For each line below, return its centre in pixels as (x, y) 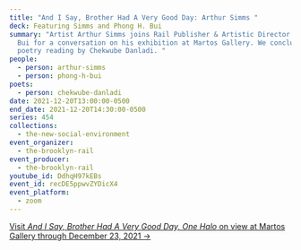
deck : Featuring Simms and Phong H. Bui (86, 26)
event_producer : (39, 159)
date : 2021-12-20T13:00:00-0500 (69, 101)
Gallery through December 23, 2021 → (80, 236)
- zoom (30, 201)
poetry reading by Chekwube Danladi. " (92, 51)
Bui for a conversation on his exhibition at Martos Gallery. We (142, 43)
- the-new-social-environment (73, 134)
